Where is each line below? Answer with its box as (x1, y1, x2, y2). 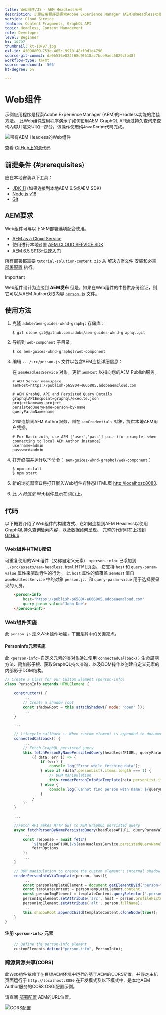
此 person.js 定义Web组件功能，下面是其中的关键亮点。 (5, 631, 120, 637)
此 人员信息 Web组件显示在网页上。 (12, 491, 85, 497)
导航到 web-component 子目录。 (12, 339, 74, 345)
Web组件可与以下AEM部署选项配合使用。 (5, 225, 89, 231)
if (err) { (40, 759, 63, 764)
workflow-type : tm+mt (5, 58, 50, 63)
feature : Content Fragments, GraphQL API (5, 21, 92, 26)
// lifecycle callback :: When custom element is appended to (14, 732, 145, 737)
